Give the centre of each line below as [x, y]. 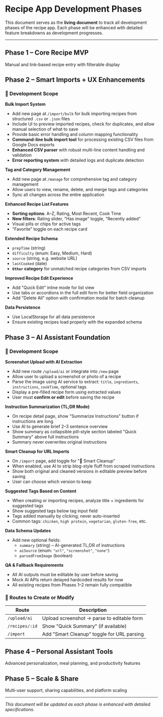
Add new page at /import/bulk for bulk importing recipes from [74, 114]
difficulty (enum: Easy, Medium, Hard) [52, 253]
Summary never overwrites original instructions [59, 442]
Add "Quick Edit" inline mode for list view [53, 288]
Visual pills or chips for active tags [46, 224]
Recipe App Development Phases [73, 9]
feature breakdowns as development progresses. [54, 33]
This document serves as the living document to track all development [76, 22]
